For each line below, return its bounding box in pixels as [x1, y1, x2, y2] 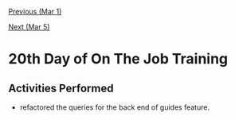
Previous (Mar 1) [8, 7, 62, 16]
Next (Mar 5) [8, 22, 50, 31]
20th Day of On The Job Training [8, 50, 229, 68]
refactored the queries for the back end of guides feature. [19, 103, 210, 112]
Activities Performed [8, 81, 114, 95]
